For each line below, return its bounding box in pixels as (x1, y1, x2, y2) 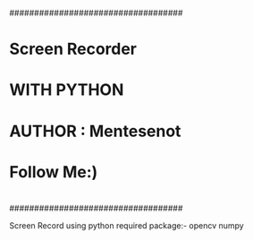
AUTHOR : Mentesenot (9, 121, 181, 141)
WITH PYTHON (9, 80, 124, 100)
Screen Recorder (9, 39, 137, 59)
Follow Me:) (9, 161, 98, 182)
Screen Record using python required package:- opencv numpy (9, 219, 244, 231)
